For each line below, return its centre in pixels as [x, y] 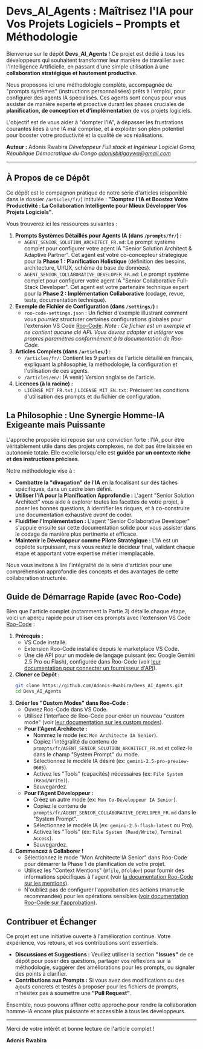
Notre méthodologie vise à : [41, 470]
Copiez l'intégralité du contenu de [75, 742]
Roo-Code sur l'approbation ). [61, 903]
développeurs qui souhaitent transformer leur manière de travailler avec [95, 60]
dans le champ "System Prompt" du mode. [86, 754]
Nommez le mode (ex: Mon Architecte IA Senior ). [95, 735]
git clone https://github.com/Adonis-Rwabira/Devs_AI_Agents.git [99, 686]
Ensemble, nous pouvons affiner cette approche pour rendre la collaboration [101, 1005]
